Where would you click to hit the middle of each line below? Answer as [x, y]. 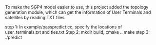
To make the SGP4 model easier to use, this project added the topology [77, 7]
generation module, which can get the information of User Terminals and [78, 12]
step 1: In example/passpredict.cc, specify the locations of [64, 27]
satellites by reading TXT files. [35, 17]
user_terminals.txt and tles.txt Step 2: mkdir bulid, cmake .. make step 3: [78, 32]
